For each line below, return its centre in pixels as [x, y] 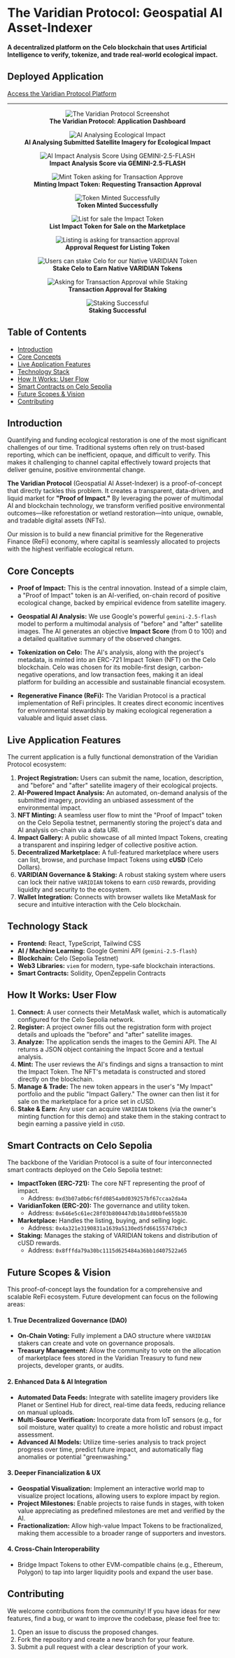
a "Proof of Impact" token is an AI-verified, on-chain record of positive [119, 595]
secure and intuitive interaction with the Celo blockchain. [99, 904]
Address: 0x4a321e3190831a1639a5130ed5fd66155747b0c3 [107, 1228]
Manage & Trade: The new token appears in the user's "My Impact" [115, 1086]
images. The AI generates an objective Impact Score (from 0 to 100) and [122, 631]
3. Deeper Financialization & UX [54, 1473]
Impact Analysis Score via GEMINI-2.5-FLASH [117, 163]
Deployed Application [55, 77]
